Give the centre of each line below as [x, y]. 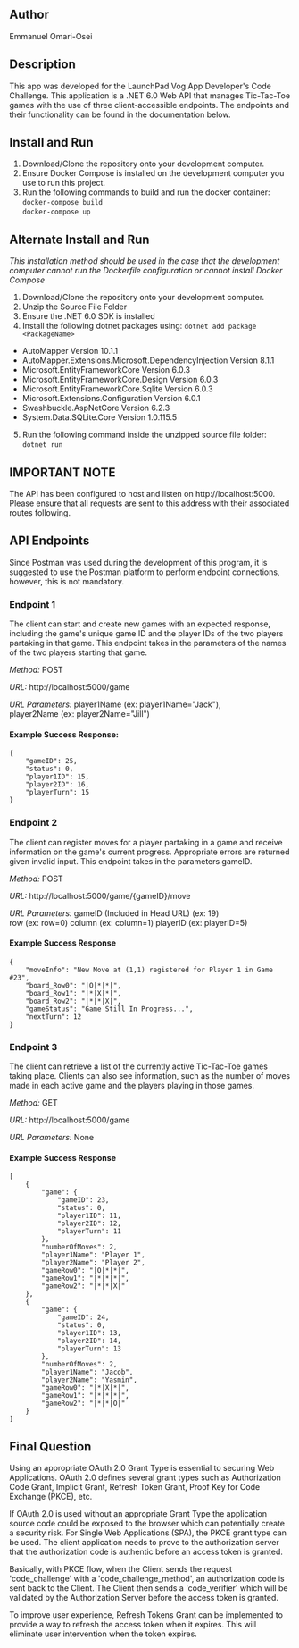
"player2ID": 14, [89, 1341]
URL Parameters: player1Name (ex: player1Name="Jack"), [115, 704]
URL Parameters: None [52, 1138]
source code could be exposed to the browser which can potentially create [147, 1524]
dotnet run [42, 445]
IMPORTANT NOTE [62, 472]
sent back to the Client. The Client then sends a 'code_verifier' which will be [149, 1588]
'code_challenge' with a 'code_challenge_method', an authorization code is [147, 1579]
